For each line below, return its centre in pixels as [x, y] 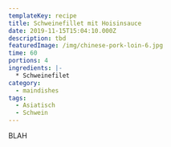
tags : [17, 98]
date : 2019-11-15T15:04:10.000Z [62, 31]
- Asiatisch [36, 105]
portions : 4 [28, 61]
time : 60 [23, 53]
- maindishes [37, 90]
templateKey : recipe [43, 16]
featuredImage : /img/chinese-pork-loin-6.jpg [85, 46]
